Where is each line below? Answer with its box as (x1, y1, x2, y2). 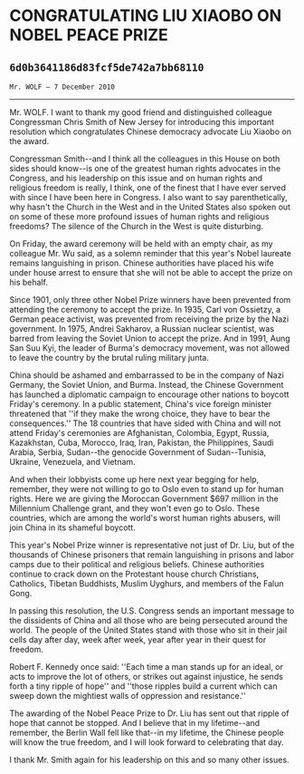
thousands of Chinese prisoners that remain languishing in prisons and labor (9, 549, 294, 560)
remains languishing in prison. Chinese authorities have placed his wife (9, 257, 274, 268)
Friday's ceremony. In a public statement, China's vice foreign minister (9, 399, 272, 409)
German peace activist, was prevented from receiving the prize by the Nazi (9, 314, 290, 324)
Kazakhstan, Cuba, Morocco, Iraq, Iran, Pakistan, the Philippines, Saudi (9, 437, 274, 448)
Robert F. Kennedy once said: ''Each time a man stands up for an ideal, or (9, 662, 283, 672)
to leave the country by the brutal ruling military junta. (9, 353, 210, 363)
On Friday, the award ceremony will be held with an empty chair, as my (9, 238, 273, 249)
